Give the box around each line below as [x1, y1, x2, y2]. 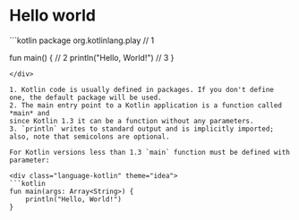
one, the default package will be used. [9, 93, 163, 102]
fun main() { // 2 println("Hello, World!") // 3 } [9, 52, 175, 63]
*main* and [9, 108, 50, 117]
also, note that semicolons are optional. [9, 131, 170, 141]
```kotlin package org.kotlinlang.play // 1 [9, 35, 155, 46]
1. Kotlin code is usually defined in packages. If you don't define [9, 85, 275, 94]
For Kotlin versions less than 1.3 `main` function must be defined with [9, 148, 291, 157]
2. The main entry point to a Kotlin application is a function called [9, 100, 282, 110]
